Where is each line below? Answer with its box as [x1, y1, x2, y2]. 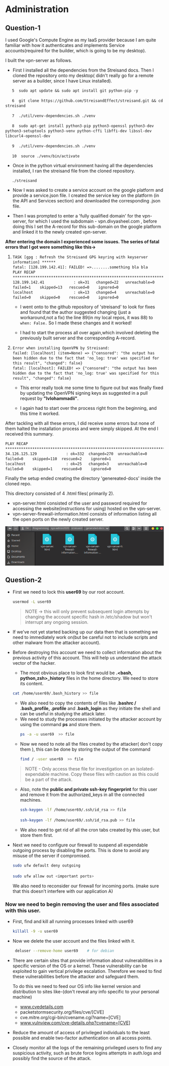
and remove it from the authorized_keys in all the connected [20, 792, 145, 798]
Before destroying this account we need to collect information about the [12, 649, 162, 655]
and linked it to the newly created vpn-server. [12, 229, 107, 235]
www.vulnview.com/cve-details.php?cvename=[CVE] [20, 1020, 131, 1026]
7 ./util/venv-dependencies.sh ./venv [12, 113, 96, 118]
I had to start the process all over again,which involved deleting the [20, 330, 159, 335]
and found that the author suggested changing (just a [20, 309, 131, 315]
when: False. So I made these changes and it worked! [20, 320, 132, 326]
